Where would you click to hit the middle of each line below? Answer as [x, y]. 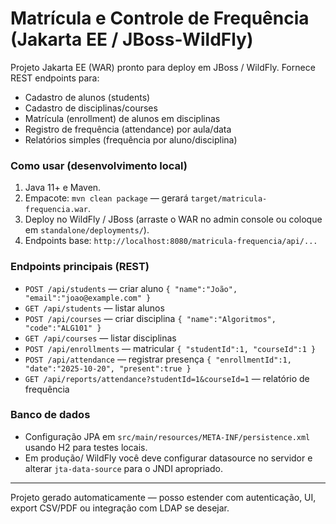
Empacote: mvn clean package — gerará [106, 198]
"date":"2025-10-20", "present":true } [108, 368]
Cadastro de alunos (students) [87, 97]
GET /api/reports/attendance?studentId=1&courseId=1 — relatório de [167, 378]
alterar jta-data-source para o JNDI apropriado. [123, 468]
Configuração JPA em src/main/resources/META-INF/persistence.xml [167, 436]
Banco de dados [50, 415]
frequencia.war [56, 210]
